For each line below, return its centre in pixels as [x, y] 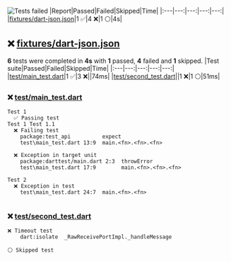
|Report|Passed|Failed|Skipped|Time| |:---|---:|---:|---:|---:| [137, 11]
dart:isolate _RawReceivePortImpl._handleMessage [96, 237]
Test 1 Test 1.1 [31, 124]
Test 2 [17, 180]
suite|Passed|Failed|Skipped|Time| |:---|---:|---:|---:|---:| [91, 68]
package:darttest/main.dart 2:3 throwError [87, 162]
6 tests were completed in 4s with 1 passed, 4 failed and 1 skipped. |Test [113, 61]
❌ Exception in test [45, 186]
